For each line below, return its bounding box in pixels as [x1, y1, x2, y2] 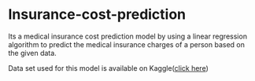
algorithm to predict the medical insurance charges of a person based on [8, 39, 246, 49]
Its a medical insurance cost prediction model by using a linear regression [8, 31, 248, 41]
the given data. [8, 48, 57, 57]
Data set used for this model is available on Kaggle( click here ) [8, 63, 209, 72]
